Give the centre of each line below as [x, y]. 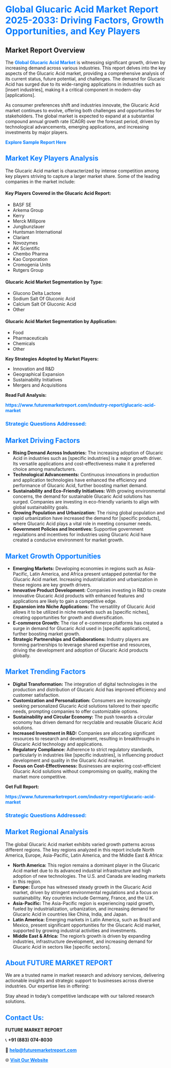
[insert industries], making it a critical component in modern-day [73, 90]
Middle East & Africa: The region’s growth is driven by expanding [81, 936]
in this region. [27, 881]
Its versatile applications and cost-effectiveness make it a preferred [84, 464]
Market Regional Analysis [47, 832]
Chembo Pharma [30, 254]
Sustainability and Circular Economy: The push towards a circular [83, 717]
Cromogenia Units [32, 265]
